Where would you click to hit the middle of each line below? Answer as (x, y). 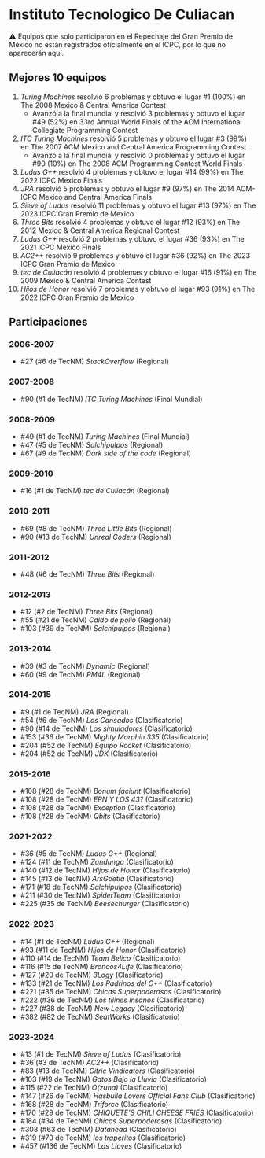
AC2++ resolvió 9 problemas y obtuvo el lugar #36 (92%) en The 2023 (135, 255)
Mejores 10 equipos (58, 77)
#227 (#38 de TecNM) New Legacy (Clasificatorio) (103, 1008)
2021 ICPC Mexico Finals (61, 247)
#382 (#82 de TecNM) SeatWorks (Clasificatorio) (100, 1016)
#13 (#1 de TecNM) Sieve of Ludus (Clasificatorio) (101, 1054)
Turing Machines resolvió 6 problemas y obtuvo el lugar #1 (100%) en (133, 97)
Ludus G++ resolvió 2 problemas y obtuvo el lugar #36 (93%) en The (132, 238)
